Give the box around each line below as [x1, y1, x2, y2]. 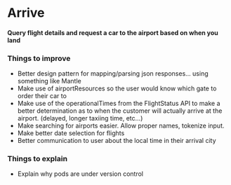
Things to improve [7, 53, 71, 63]
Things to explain [7, 154, 68, 163]
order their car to [17, 92, 67, 100]
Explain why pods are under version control [17, 170, 144, 178]
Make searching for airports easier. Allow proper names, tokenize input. [17, 121, 225, 130]
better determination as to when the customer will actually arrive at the [17, 107, 223, 115]
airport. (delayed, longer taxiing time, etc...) [17, 114, 143, 123]
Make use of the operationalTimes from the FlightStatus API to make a [17, 100, 220, 108]
